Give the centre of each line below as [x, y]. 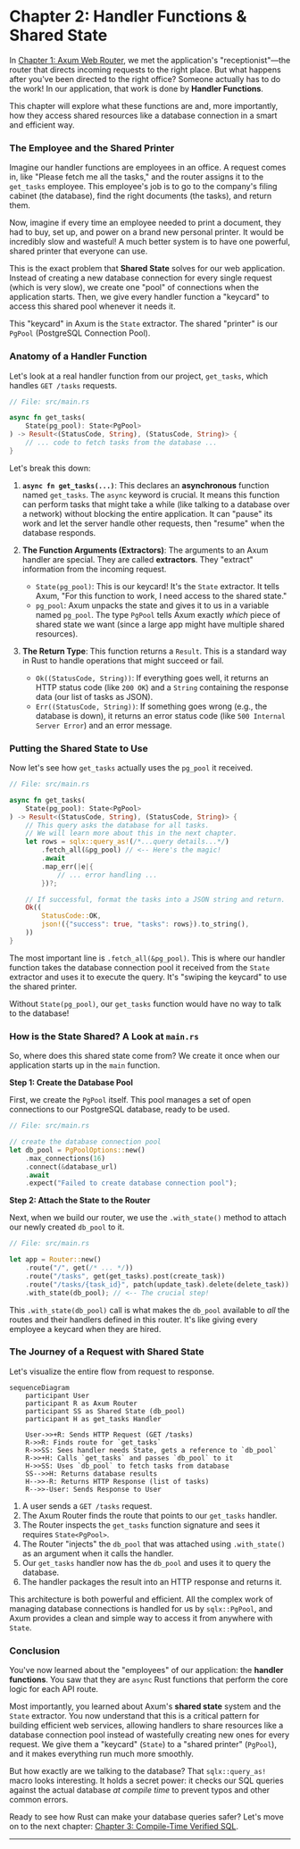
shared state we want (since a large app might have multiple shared [160, 624]
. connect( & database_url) [71, 1167]
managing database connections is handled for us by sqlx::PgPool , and [141, 1608]
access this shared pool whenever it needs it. [92, 306]
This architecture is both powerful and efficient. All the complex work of [142, 1599]
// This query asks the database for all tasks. [117, 825]
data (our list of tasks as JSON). [94, 696]
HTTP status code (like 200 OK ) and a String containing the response [162, 687]
